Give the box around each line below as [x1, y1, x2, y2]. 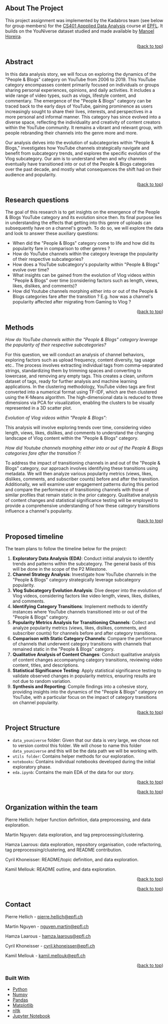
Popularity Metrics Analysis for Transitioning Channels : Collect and [12, 620, 156, 626]
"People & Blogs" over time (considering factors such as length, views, [12, 277, 159, 283]
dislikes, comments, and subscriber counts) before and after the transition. [5, 476, 159, 482]
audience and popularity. [5, 171, 57, 177]
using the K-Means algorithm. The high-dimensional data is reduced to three [5, 394, 163, 400]
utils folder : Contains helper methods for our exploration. [12, 753, 135, 759]
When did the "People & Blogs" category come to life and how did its [12, 240, 155, 246]
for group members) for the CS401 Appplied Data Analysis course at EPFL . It [5, 23, 163, 29]
